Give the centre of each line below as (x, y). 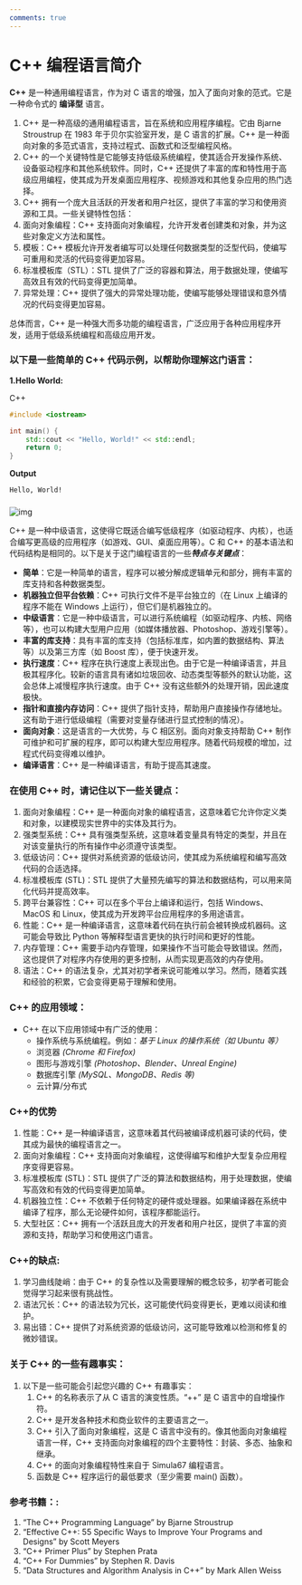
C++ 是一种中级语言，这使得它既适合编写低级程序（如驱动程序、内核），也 (147, 531)
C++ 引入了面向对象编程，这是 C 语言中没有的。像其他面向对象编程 (161, 1431)
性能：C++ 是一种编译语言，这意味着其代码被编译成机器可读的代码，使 (155, 1133)
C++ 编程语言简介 (75, 65)
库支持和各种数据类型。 (66, 584)
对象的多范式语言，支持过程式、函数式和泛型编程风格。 (133, 145)
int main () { (34, 431)
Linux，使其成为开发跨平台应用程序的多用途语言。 (156, 914)
